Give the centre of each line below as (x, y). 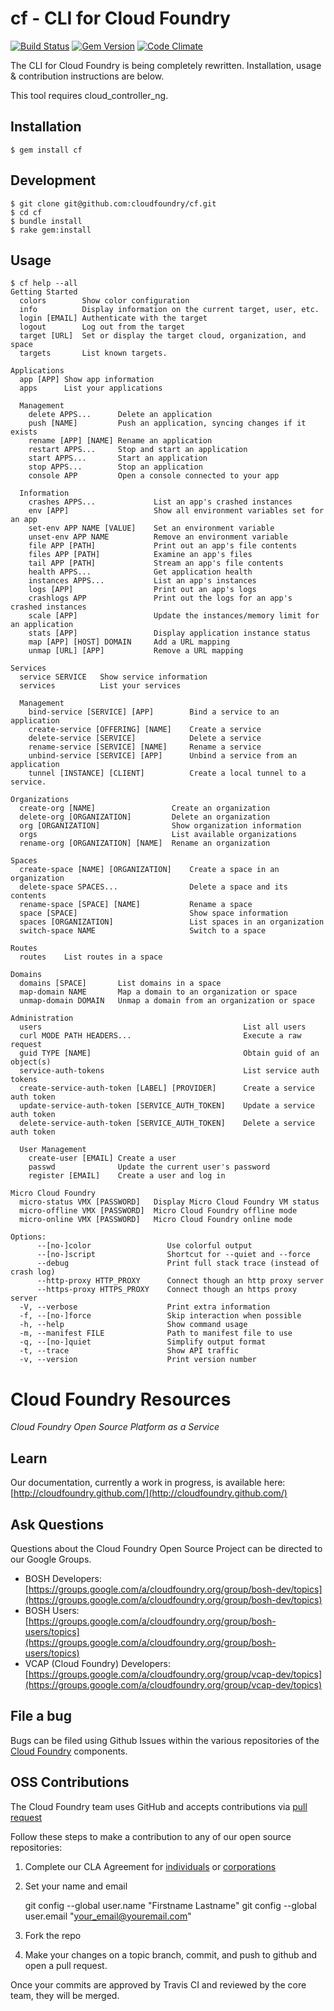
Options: (28, 1237)
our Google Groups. (51, 1559)
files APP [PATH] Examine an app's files (140, 555)
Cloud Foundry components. (69, 1751)
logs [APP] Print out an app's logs (142, 590)
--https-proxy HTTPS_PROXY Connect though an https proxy (167, 1290)
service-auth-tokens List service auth (169, 1071)
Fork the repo (53, 1935)
